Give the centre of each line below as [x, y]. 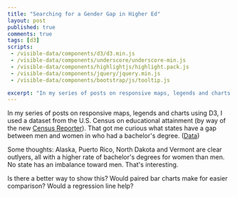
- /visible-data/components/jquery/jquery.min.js [85, 73]
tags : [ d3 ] [23, 41]
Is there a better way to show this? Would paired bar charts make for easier [117, 179]
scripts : [20, 47]
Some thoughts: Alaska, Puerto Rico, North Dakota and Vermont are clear [115, 149]
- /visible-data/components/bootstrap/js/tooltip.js [90, 80]
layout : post [27, 21]
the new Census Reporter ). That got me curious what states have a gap [112, 128]
